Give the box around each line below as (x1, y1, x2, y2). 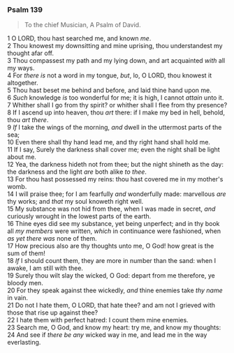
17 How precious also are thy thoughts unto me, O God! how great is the (7, 242, 214, 250)
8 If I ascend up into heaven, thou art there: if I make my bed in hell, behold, (7, 108, 226, 117)
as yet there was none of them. (7, 234, 98, 243)
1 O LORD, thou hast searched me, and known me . (7, 34, 152, 43)
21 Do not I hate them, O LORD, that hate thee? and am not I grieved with (7, 301, 215, 310)
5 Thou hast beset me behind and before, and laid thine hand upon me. (7, 86, 212, 95)
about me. (7, 153, 37, 161)
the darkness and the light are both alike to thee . (7, 167, 147, 176)
